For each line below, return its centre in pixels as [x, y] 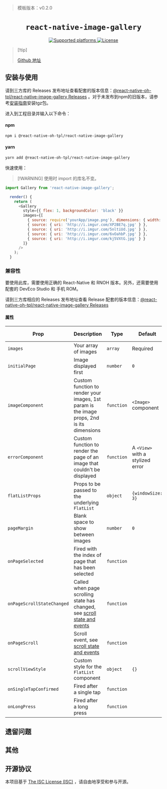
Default [147, 334]
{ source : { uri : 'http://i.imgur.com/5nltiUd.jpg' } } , [87, 229]
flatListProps [24, 496]
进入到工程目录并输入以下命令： [38, 113]
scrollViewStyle [27, 669]
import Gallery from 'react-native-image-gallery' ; [60, 188]
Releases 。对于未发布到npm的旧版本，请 [111, 96]
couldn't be [87, 470]
